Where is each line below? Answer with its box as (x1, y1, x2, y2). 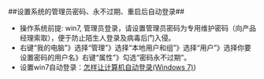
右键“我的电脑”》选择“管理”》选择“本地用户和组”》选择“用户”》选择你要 (19, 43, 252, 52)
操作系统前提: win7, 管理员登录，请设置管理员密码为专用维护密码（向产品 (19, 23, 257, 33)
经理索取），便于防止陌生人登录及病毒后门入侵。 (19, 34, 176, 42)
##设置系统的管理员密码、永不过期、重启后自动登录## (8, 7, 185, 16)
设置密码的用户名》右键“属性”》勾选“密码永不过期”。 (19, 53, 191, 62)
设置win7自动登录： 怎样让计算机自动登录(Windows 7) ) (19, 63, 197, 72)
